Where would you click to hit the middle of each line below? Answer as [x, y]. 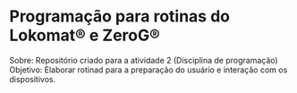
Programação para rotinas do [120, 17]
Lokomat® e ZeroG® [85, 35]
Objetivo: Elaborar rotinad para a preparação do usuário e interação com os [148, 70]
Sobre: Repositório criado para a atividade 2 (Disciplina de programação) [144, 60]
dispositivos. [33, 79]
